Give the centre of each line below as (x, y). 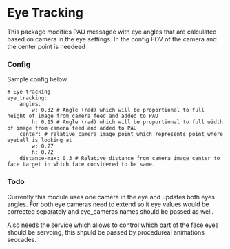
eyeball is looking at (40, 140)
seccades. (22, 239)
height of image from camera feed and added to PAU (83, 116)
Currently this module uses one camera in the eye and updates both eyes (111, 197)
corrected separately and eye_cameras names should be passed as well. (111, 211)
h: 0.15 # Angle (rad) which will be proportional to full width (128, 122)
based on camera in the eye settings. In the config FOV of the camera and (112, 39)
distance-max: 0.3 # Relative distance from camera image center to (120, 159)
